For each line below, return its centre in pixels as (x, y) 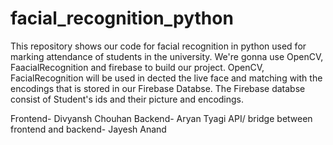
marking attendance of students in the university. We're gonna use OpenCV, (167, 56)
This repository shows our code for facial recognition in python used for (158, 46)
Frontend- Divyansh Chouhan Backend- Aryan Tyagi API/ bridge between (161, 118)
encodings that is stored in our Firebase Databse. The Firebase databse (158, 88)
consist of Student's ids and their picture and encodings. (127, 99)
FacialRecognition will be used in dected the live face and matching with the (166, 78)
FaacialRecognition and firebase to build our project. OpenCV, (137, 67)
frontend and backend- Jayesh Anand (88, 129)
